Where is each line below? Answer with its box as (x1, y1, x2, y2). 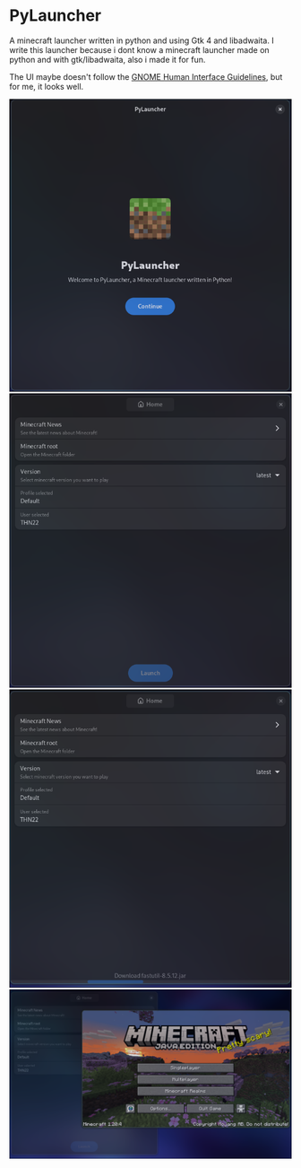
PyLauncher (9, 5, 102, 26)
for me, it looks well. (9, 81, 84, 92)
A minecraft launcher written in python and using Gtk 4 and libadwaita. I (9, 35, 275, 46)
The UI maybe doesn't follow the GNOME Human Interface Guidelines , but (9, 71, 283, 82)
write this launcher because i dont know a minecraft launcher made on (9, 44, 271, 55)
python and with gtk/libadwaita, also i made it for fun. (9, 54, 206, 65)
